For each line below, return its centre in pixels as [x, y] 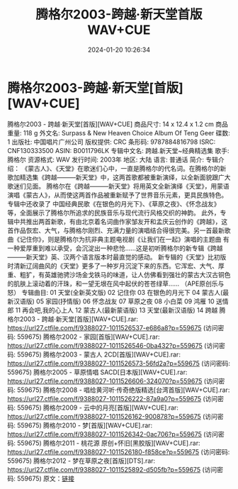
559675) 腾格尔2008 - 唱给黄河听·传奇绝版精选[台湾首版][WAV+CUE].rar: [123, 390]
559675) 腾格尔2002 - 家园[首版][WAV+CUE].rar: [89, 337]
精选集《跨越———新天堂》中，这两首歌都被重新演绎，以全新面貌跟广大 [125, 177]
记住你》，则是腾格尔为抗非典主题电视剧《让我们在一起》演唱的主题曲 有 [124, 239]
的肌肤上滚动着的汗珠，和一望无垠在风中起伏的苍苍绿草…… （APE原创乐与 [116, 283]
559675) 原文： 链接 [46, 478]
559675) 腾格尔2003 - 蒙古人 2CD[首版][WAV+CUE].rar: [98, 354]
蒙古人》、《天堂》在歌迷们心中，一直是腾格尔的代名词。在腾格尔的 [124, 168]
